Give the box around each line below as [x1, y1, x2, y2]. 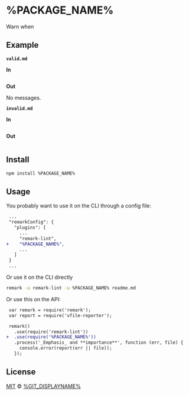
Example [6, 40, 39, 50]
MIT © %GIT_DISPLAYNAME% [6, 383, 82, 390]
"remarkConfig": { [8, 219, 54, 225]
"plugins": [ [14, 225, 46, 231]
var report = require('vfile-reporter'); [8, 312, 112, 318]
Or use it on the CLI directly [6, 274, 73, 281]
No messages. [6, 94, 41, 101]
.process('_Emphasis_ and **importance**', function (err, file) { [14, 340, 184, 345]
